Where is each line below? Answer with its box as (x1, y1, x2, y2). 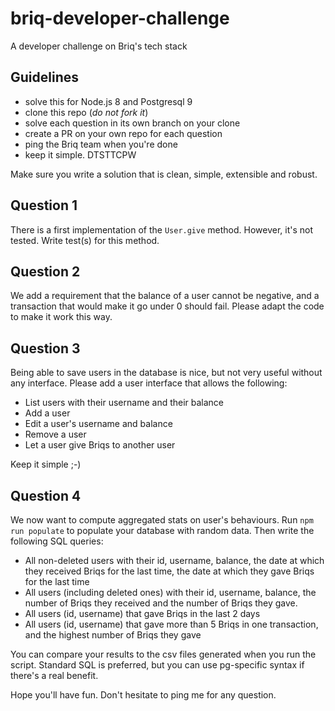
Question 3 (10, 340, 81, 357)
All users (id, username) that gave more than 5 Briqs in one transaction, (24, 618, 319, 630)
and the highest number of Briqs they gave (24, 629, 202, 641)
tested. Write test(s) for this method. (10, 234, 160, 246)
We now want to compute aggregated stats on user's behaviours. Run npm (10, 514, 314, 526)
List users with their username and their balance (24, 397, 225, 409)
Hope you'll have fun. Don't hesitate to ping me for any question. (10, 689, 277, 701)
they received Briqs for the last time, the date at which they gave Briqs (24, 565, 315, 577)
